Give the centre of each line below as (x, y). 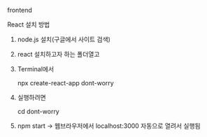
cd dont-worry (38, 111)
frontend (20, 10)
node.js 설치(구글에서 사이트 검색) (64, 39)
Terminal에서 (36, 69)
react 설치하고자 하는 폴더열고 (58, 54)
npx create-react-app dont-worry (65, 83)
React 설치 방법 (29, 24)
